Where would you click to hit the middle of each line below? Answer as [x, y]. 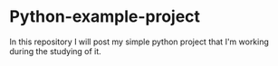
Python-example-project [105, 17]
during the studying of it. [55, 51]
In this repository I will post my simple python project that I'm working [139, 42]
